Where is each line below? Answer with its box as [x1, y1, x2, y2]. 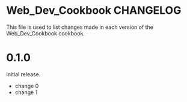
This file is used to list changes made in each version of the [6, 23, 153, 31]
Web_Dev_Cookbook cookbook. [6, 29, 85, 37]
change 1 [14, 88, 38, 96]
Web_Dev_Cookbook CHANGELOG [6, 4, 182, 17]
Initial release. [6, 70, 41, 78]
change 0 [14, 82, 39, 89]
